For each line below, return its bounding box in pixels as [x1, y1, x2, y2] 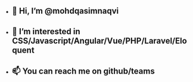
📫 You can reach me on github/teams [11, 66, 155, 77]
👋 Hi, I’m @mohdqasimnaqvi [11, 6, 119, 16]
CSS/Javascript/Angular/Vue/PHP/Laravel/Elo [11, 35, 188, 45]
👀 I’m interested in [11, 26, 80, 37]
